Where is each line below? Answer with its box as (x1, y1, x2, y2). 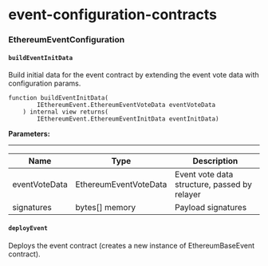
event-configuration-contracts (8, 6, 218, 24)
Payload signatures (175, 202, 247, 213)
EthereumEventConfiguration (8, 34, 125, 46)
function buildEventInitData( (8, 94, 109, 102)
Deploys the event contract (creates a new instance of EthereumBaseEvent (8, 240, 255, 250)
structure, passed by (175, 179, 253, 190)
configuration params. (8, 78, 81, 89)
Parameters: (8, 129, 50, 139)
